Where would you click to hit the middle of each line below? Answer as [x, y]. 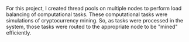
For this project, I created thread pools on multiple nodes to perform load [94, 8]
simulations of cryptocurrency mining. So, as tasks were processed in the [94, 20]
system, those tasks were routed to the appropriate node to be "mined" [92, 26]
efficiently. [19, 33]
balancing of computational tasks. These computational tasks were [87, 14]
